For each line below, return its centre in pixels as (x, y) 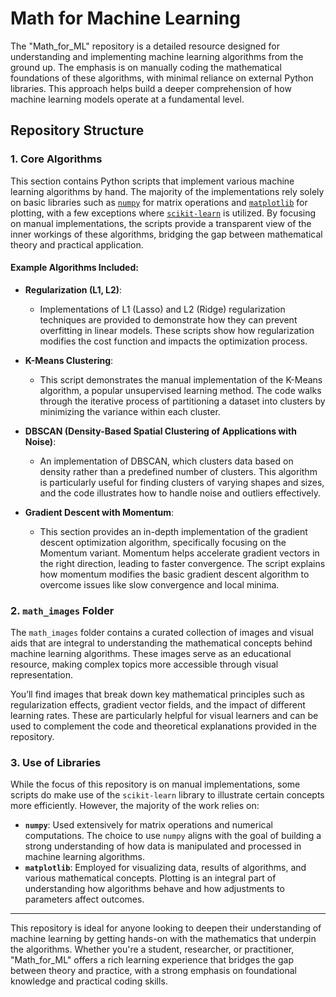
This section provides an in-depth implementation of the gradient (173, 531)
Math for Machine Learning (125, 18)
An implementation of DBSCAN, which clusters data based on (166, 461)
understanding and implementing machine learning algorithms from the (157, 56)
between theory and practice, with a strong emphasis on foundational (153, 971)
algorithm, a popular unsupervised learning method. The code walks (180, 390)
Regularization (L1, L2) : (73, 289)
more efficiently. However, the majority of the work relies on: (135, 806)
